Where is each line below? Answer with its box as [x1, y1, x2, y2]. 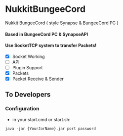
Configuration [5, 105, 40, 112]
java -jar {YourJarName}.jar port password [5, 126, 96, 131]
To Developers [5, 91, 51, 99]
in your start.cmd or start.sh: [12, 116, 71, 122]
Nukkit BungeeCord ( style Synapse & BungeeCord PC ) [5, 20, 119, 26]
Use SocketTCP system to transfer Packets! [5, 43, 97, 48]
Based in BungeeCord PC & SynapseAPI [5, 31, 88, 37]
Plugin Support [12, 64, 43, 70]
